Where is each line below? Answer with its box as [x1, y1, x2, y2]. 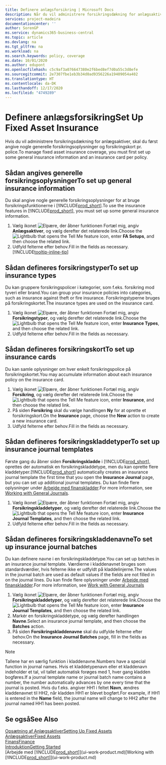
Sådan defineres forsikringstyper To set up [5, 263, 139, 272]
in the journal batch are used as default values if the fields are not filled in [5, 572, 155, 578]
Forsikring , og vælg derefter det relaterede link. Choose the [12, 391, 133, 397]
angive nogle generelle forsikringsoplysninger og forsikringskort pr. [5, 144, 142, 150]
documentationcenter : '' [5, 21, 56, 26]
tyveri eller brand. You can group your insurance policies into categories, [5, 290, 152, 295]
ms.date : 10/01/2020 [5, 58, 48, 63]
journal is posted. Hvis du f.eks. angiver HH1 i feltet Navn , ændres [5, 685, 139, 691]
